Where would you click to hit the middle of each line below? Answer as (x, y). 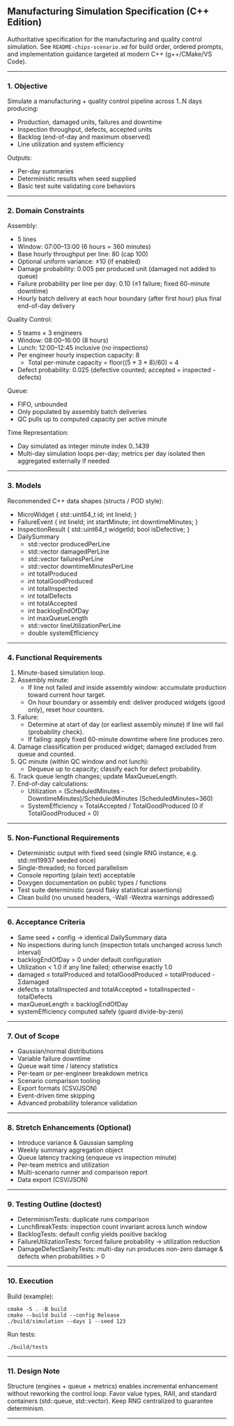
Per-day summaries (46, 171)
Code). (17, 61)
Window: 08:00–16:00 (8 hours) (63, 340)
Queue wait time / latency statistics (68, 1066)
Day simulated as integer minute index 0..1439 (83, 446)
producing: (23, 109)
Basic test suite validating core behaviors (76, 186)
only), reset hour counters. (66, 710)
